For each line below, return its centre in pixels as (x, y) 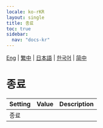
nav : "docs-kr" (31, 40)
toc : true (19, 29)
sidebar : (17, 34)
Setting (20, 104)
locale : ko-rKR (25, 12)
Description (77, 104)
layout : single (25, 18)
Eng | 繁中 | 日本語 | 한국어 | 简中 (47, 58)
